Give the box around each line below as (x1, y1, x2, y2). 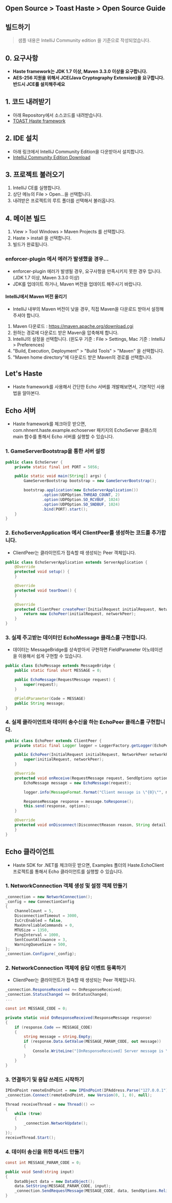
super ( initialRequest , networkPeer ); (24, 757, 104, 762)
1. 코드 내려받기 (5, 97, 51, 106)
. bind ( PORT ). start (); (41, 507, 88, 512)
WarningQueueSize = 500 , (14, 942, 68, 947)
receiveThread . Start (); (5, 1135, 56, 1140)
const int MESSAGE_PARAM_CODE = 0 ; (5, 1160, 81, 1165)
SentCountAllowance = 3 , (14, 937, 68, 942)
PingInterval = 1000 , (14, 932, 60, 937)
